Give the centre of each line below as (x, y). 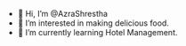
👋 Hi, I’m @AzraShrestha (63, 14)
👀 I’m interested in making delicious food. (93, 23)
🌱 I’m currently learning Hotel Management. (97, 32)
